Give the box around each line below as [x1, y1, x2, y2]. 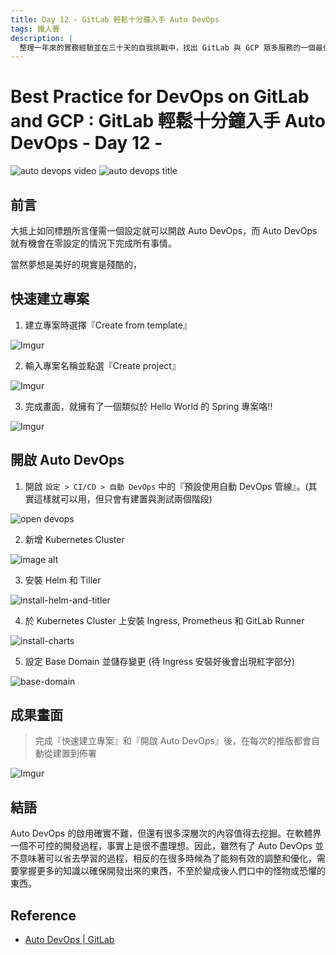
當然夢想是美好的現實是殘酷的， [10, 259, 142, 270]
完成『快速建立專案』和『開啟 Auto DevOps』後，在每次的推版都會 [34, 735, 312, 747]
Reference [10, 907, 77, 924]
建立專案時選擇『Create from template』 [24, 319, 192, 331]
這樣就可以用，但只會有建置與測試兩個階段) [33, 492, 213, 505]
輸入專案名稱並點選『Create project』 [24, 359, 181, 371]
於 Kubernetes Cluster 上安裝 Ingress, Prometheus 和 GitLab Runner [24, 614, 305, 626]
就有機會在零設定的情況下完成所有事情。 [10, 237, 177, 249]
